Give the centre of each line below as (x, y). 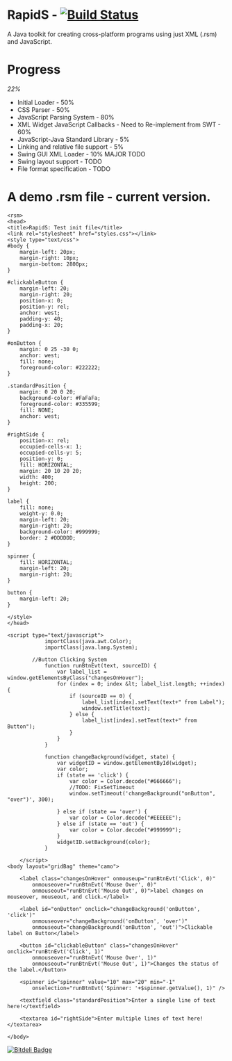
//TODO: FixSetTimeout (102, 787)
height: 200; (39, 483)
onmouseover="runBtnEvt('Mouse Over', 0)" (94, 884)
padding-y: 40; (42, 319)
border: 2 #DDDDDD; (48, 538)
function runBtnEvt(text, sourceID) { (100, 665)
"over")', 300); (31, 800)
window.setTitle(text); (116, 708)
